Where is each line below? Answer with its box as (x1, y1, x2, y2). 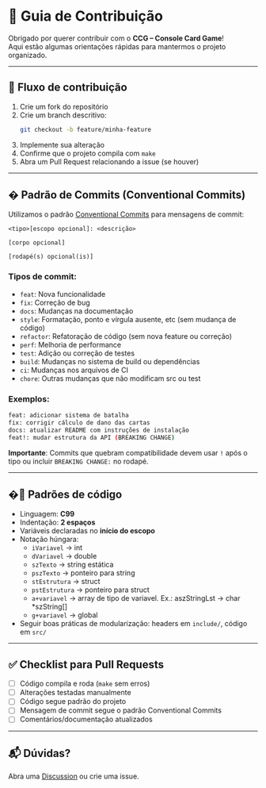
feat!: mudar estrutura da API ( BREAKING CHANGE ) (8, 433, 176, 441)
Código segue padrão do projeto (19, 697, 127, 706)
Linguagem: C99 (19, 509, 75, 519)
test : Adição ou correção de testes (19, 348, 135, 358)
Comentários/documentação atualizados (19, 714, 153, 725)
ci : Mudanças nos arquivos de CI (19, 365, 129, 375)
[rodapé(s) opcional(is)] (8, 253, 93, 261)
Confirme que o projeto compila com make (19, 148, 156, 158)
